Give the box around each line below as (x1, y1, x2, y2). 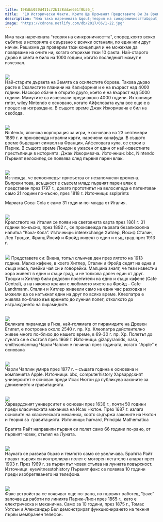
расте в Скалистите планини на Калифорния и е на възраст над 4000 (5, 85, 149, 90)
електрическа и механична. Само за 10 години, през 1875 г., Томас (5, 501, 145, 507)
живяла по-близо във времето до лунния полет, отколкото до (5, 296, 133, 302)
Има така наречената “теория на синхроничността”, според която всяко (5, 34, 156, 40)
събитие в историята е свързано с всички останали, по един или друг (5, 39, 151, 45)
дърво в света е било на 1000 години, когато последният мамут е (5, 54, 142, 61)
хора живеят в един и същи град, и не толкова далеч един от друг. (5, 271, 144, 277)
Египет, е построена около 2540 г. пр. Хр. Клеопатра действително (5, 326, 146, 332)
